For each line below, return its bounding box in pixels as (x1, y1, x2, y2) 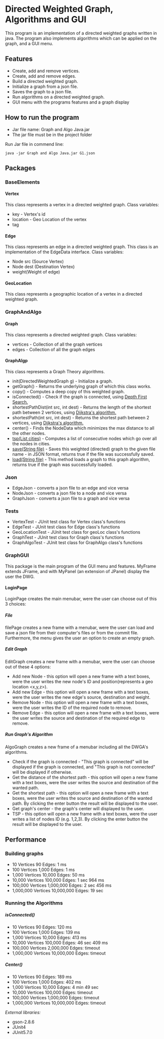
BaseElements (5, 178, 40, 185)
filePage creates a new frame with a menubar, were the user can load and (5, 625, 154, 630)
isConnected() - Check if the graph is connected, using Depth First (12, 394, 147, 400)
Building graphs (5, 850, 44, 857)
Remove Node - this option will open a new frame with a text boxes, (12, 699, 149, 705)
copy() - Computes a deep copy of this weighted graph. (12, 388, 125, 394)
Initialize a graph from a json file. (12, 83, 78, 89)
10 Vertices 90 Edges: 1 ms (12, 861, 67, 867)
